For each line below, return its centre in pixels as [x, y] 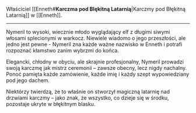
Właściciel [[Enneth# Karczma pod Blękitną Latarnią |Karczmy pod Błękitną [96, 9]
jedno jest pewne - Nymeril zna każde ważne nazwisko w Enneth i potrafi [94, 44]
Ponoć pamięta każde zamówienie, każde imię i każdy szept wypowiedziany [98, 74]
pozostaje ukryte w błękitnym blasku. [51, 104]
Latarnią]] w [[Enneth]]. [34, 15]
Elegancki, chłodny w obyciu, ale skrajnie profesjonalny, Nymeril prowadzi [95, 62]
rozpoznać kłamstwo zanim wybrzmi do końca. [63, 50]
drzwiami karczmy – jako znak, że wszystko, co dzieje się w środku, [87, 98]
